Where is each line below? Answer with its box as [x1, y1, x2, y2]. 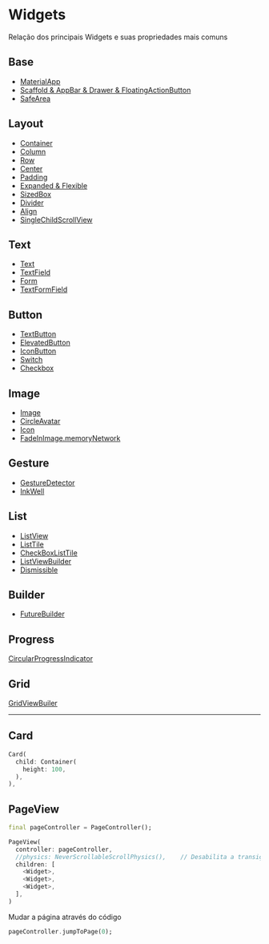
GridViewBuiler [8, 699, 58, 708]
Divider [19, 198, 44, 208]
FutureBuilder [19, 609, 66, 619]
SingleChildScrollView [19, 215, 94, 224]
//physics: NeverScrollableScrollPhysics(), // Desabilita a [15, 853, 235, 861]
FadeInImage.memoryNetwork [19, 434, 121, 442]
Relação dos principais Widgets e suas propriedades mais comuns [8, 32, 228, 42]
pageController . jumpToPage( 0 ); [8, 927, 113, 935]
